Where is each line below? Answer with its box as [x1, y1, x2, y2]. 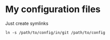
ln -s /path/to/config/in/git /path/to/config [5, 30, 105, 35]
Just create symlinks [5, 20, 49, 26]
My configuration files [5, 4, 101, 15]
